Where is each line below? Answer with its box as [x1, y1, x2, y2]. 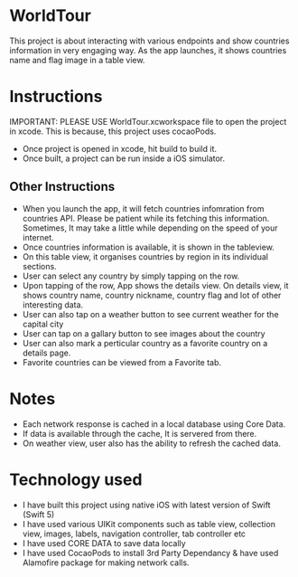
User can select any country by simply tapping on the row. [22, 270, 240, 281]
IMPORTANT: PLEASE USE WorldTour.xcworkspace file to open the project [9, 116, 287, 127]
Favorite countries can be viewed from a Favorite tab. [22, 356, 222, 367]
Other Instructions [9, 179, 116, 194]
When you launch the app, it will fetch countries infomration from [22, 203, 265, 213]
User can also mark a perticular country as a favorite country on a [22, 337, 268, 348]
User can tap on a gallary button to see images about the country [22, 327, 265, 339]
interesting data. [22, 299, 84, 310]
